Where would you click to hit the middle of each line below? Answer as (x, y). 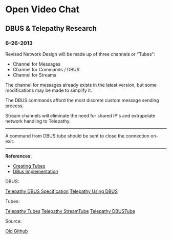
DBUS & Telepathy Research (51, 28)
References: (19, 156)
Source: (14, 221)
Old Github (17, 231)
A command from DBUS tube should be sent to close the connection (78, 136)
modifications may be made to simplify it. (49, 90)
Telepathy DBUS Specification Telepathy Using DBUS (61, 191)
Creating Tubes (29, 166)
